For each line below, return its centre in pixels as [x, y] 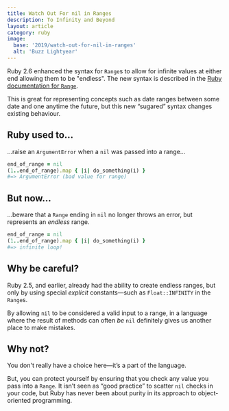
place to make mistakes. [41, 327]
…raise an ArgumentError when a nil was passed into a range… [96, 151]
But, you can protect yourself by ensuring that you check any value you [108, 379]
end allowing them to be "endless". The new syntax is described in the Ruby [114, 78]
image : [16, 39]
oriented [19, 401]
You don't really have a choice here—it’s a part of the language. [97, 365]
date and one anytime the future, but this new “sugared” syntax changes [110, 106]
